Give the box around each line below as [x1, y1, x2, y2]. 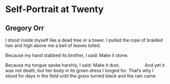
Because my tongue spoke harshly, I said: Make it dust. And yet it [5, 62, 165, 68]
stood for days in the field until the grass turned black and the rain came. [5, 73, 157, 79]
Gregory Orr [5, 24, 45, 32]
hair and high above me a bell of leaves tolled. [5, 43, 101, 49]
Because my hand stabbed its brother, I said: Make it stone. [5, 52, 129, 58]
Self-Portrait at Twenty [5, 4, 104, 15]
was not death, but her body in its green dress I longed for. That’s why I [5, 67, 154, 73]
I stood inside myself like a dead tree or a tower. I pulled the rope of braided [5, 37, 163, 43]
